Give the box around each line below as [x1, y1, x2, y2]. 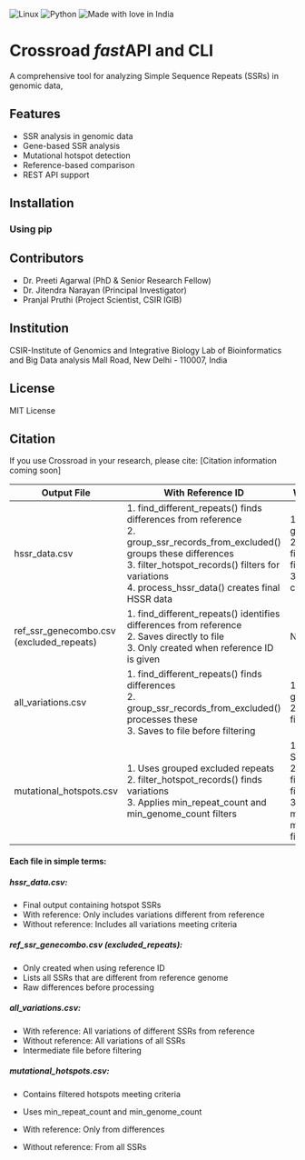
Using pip [9, 223, 53, 235]
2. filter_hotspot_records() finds [126, 774, 263, 786]
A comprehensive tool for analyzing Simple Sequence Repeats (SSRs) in [9, 70, 280, 81]
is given [126, 653, 161, 665]
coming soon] [9, 465, 62, 476]
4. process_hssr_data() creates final [126, 582, 280, 595]
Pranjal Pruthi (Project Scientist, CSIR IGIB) [22, 294, 182, 305]
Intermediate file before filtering [22, 1045, 143, 1055]
